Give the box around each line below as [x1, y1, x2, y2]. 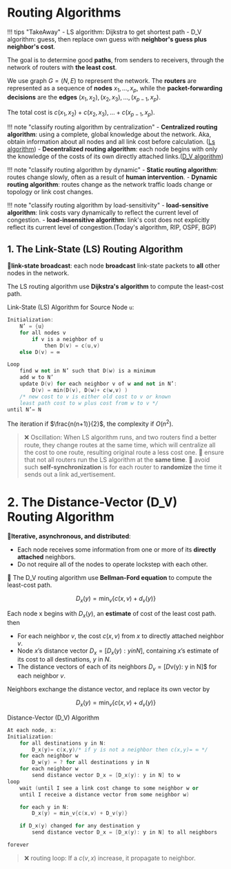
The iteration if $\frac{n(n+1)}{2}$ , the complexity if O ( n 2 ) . [7, 418, 174, 428]
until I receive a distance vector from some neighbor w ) [19, 791, 190, 798]
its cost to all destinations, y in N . [17, 655, 112, 664]
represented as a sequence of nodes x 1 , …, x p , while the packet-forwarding [7, 84, 223, 94]
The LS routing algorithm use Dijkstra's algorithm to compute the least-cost [7, 282, 224, 291]
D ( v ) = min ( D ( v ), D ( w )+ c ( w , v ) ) [32, 386, 128, 393]
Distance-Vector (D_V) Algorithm [7, 713, 100, 722]
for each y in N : [19, 803, 70, 810]
